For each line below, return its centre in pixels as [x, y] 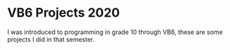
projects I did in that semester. [51, 39]
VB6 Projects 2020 [64, 13]
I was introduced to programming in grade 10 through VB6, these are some [115, 32]
